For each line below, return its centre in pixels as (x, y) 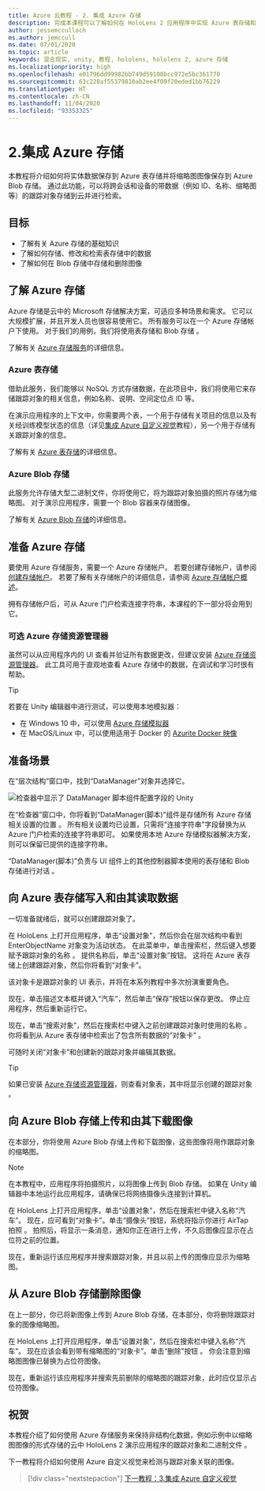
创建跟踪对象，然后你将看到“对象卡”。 (84, 965)
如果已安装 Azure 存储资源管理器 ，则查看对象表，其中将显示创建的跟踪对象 (130, 1084)
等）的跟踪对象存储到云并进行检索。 (67, 195)
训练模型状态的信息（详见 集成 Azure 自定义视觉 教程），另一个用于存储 (135, 425)
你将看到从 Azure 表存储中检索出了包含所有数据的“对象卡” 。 (107, 1035)
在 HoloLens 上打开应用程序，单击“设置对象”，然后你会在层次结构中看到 (125, 935)
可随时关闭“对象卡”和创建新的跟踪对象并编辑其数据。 (94, 1052)
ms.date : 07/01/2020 (42, 45)
